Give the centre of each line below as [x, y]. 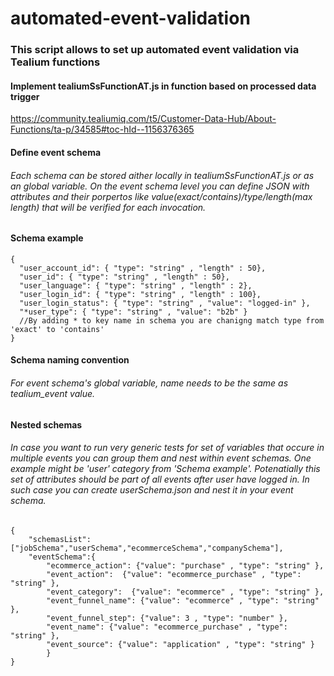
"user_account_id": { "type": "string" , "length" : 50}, [143, 268]
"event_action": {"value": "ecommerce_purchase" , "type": [174, 574]
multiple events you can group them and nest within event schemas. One [161, 458]
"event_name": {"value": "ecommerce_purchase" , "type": [167, 627]
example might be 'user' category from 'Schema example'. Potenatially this [165, 469]
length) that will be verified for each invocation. [108, 207]
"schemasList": [60, 539]
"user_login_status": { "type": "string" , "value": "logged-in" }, [165, 303]
